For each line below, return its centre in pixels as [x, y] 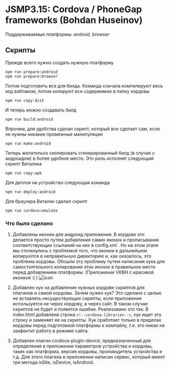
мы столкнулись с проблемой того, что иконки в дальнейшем [80, 251]
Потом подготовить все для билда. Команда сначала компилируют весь [84, 86]
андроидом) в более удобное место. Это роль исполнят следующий [79, 158]
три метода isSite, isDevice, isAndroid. [53, 362]
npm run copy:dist [25, 100]
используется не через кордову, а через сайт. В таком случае [80, 304]
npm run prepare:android [31, 72]
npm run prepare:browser [31, 76]
